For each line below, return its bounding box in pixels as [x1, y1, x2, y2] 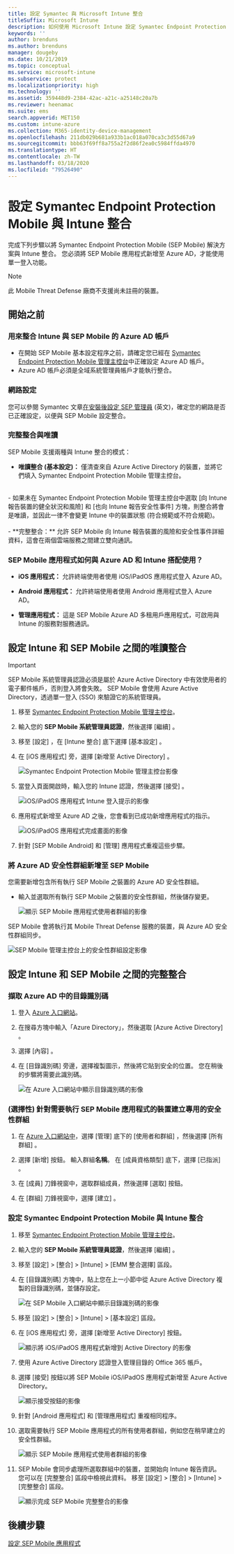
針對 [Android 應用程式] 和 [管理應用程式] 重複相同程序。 [17, 1411, 180, 1420]
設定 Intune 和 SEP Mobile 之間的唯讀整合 [8, 642, 187, 654]
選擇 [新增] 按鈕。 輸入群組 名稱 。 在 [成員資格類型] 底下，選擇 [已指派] [17, 1156, 221, 1164]
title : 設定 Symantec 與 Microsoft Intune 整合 [8, 10, 143, 17]
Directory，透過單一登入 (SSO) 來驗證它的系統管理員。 [8, 693, 165, 701]
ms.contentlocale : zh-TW [8, 153, 80, 161]
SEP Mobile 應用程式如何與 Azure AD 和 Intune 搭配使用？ [8, 555, 203, 565]
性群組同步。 [8, 931, 45, 940]
